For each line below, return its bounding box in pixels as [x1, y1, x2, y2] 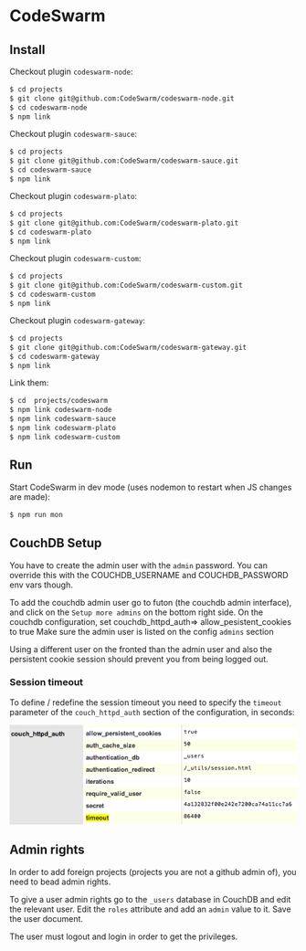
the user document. [9, 913, 84, 924]
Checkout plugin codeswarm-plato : [9, 191, 138, 201]
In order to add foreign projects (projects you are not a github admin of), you [9, 866, 297, 877]
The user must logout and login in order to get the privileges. [9, 931, 238, 942]
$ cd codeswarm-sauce [9, 165, 92, 174]
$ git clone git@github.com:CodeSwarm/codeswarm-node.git [9, 94, 235, 103]
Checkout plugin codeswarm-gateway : [9, 315, 146, 325]
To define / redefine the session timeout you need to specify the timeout [9, 696, 282, 708]
